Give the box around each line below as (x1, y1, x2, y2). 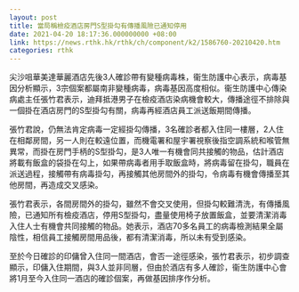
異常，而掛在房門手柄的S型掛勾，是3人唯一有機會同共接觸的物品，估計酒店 (9, 146, 285, 157)
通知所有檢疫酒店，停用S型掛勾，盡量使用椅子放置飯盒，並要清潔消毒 (32, 210, 287, 221)
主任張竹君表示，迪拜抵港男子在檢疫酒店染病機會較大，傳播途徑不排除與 (24, 94, 290, 105)
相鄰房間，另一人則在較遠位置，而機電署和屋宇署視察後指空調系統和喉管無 (16, 135, 290, 146)
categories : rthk (9, 46, 74, 55)
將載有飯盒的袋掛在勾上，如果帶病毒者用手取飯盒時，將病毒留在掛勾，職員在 (9, 158, 290, 168)
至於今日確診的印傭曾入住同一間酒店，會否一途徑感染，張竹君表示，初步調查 (9, 251, 290, 262)
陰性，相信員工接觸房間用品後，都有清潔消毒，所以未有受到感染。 (9, 232, 251, 243)
